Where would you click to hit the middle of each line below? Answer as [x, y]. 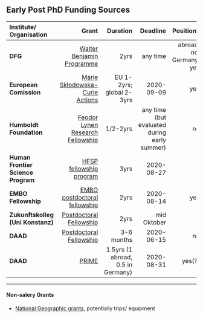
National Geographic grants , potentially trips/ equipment [85, 308]
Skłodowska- [79, 85]
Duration [120, 31]
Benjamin [85, 56]
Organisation [28, 34]
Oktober [155, 222]
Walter [89, 48]
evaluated [152, 125]
